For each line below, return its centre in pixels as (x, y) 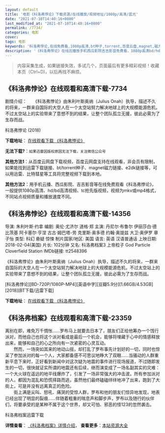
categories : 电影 (22, 32)
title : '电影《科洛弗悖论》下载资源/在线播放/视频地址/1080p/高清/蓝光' (72, 14)
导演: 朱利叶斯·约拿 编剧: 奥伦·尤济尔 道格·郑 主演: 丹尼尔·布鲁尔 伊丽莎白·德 (81, 226)
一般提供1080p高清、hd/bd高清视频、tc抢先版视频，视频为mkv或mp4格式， (82, 190)
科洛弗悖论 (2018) (23, 130)
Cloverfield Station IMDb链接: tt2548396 (46, 251)
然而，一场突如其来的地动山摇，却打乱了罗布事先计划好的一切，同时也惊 (87, 349)
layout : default (22, 10)
